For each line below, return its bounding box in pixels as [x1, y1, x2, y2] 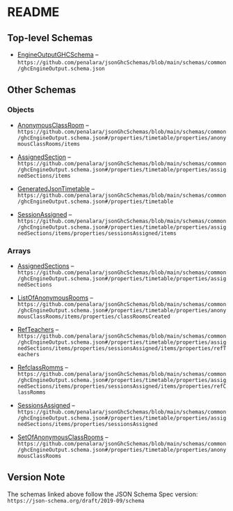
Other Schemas [7, 84, 77, 96]
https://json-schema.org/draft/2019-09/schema [7, 497, 145, 504]
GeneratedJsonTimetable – [17, 184, 95, 192]
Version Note [7, 471, 65, 483]
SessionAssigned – [17, 210, 72, 218]
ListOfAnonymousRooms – [17, 293, 94, 302]
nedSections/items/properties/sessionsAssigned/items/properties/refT [17, 344, 227, 352]
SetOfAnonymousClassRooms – [17, 433, 109, 441]
